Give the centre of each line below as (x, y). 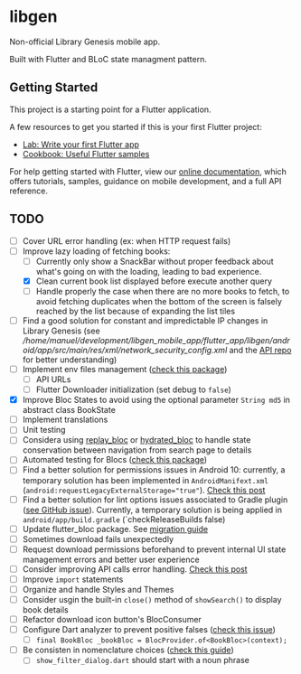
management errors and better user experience (111, 559)
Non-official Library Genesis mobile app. (85, 42)
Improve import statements (73, 579)
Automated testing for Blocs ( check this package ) (115, 460)
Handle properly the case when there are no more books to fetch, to (163, 291)
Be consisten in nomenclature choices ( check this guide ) (128, 650)
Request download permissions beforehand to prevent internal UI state (154, 549)
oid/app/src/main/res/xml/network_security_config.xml (125, 350)
